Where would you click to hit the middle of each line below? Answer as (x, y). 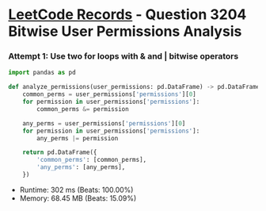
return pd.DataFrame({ (60, 152)
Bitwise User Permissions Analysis (125, 31)
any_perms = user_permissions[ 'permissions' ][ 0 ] (104, 123)
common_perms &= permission (83, 109)
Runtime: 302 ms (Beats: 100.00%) (76, 190)
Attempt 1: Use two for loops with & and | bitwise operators (123, 56)
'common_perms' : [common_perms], (92, 160)
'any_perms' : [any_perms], (81, 167)
